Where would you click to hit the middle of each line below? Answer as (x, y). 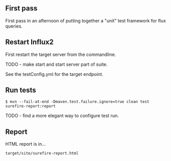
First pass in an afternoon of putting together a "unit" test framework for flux (86, 20)
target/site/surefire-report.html (42, 153)
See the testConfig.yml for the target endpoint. (54, 74)
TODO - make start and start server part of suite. (57, 64)
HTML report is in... (26, 144)
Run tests (21, 90)
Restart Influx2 (29, 42)
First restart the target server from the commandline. (61, 54)
